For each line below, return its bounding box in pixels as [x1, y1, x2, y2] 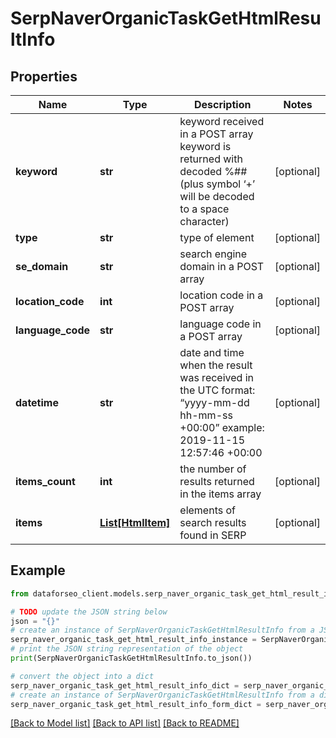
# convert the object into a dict [10, 671, 155, 681]
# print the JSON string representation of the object [10, 644, 244, 654]
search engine [179, 247, 248, 261]
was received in [179, 371, 254, 384]
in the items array [179, 487, 262, 501]
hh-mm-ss [179, 408, 233, 422]
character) [179, 215, 230, 228]
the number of [179, 462, 247, 476]
